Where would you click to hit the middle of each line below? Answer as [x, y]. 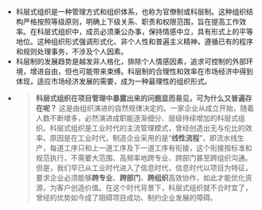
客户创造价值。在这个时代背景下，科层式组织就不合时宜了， [154, 188]
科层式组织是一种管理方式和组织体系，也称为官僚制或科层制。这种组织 [131, 12]
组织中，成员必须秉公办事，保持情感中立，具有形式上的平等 [155, 31]
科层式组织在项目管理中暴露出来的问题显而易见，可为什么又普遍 [140, 98]
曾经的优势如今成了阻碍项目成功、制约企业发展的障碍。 [126, 198]
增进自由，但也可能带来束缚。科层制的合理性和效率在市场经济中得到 [141, 71]
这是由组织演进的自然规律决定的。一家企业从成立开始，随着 [156, 108]
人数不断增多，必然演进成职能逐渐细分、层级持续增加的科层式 [137, 118]
